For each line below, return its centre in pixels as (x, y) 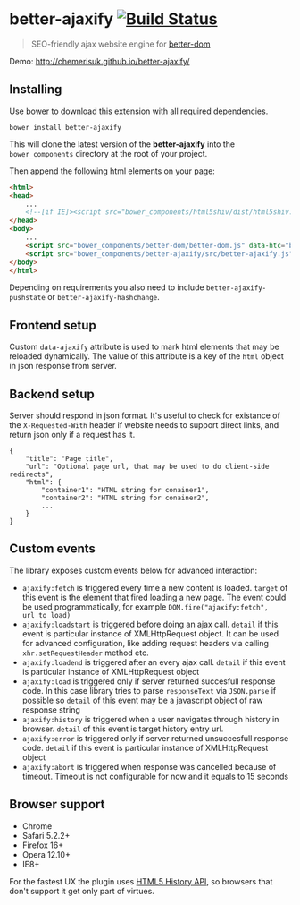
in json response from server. (63, 366)
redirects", (31, 474)
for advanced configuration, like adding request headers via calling (146, 643)
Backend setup (52, 394)
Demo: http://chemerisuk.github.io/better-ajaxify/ (100, 61)
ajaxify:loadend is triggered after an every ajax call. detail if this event (154, 662)
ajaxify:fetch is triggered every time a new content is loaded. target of (155, 587)
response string (51, 709)
